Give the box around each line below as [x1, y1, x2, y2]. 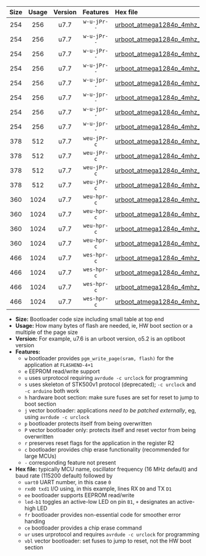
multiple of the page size [15, 328, 78, 336]
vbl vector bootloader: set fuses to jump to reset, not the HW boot [24, 537, 192, 544]
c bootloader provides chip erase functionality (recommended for [24, 446, 190, 453]
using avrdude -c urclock [24, 414, 90, 420]
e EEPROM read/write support [24, 368, 100, 375]
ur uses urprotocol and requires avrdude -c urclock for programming [24, 531, 200, 538]
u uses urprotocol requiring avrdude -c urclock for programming [24, 374, 188, 381]
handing [24, 518, 45, 525]
